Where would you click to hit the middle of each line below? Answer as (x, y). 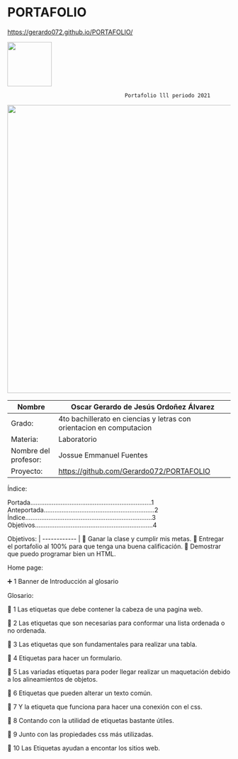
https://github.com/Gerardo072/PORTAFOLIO (134, 471)
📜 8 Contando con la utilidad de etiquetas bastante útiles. (91, 720)
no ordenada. (27, 630)
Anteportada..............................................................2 (83, 510)
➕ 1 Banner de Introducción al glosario (63, 581)
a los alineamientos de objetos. (52, 679)
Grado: (22, 423)
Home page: (25, 567)
